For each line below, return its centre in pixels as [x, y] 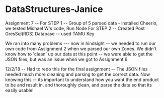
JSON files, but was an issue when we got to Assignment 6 [66, 59]
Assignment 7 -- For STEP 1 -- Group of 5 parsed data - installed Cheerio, [81, 23]
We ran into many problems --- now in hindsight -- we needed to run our [80, 43]
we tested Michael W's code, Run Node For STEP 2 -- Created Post [75, 28]
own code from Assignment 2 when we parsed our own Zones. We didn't [81, 48]
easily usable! [19, 90]
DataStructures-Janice [54, 9]
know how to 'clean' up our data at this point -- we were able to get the [79, 54]
